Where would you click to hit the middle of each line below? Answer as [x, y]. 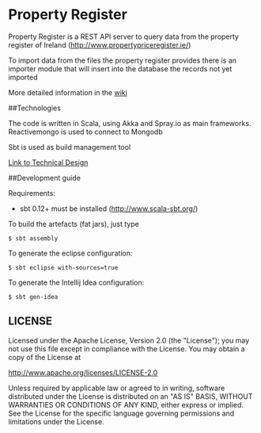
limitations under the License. [56, 421]
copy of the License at [45, 357]
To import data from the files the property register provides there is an [123, 60]
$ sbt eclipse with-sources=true [63, 267]
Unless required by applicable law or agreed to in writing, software [117, 388]
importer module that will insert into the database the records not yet [120, 68]
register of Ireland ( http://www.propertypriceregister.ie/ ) [100, 44]
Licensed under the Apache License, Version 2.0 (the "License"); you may [129, 340]
